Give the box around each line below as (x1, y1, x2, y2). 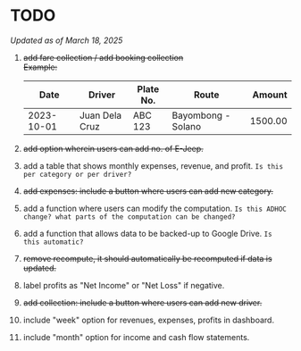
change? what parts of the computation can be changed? (22, 212, 236, 221)
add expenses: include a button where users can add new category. (22, 185, 273, 196)
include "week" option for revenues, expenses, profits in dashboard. (22, 314, 275, 325)
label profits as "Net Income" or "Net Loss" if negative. (22, 280, 225, 290)
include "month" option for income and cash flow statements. (22, 331, 250, 342)
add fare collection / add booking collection (22, 52, 184, 63)
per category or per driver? (22, 170, 132, 179)
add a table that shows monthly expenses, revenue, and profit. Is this (22, 160, 284, 171)
